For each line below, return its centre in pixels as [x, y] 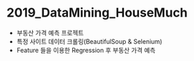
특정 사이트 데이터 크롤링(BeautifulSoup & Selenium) [89, 41]
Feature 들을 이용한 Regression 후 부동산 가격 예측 [86, 50]
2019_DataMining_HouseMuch [97, 13]
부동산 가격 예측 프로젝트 [50, 33]
